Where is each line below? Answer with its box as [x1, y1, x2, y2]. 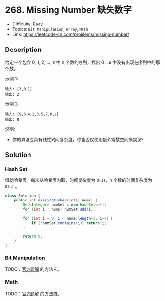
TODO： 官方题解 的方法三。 [5, 266, 62, 272]
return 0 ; [23, 234, 43, 239]
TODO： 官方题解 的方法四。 [5, 290, 62, 297]
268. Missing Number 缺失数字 [5, 4, 132, 16]
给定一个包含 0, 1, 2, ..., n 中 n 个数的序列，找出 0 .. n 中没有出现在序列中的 [5, 59, 156, 65]
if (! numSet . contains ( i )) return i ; [31, 220, 107, 226]
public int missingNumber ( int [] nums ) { [14, 198, 98, 203]
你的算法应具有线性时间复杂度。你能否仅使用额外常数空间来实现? [12, 136, 144, 142]
